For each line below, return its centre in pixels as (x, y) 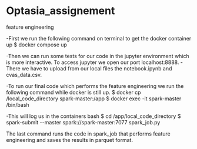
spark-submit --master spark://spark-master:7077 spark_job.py (83, 122)
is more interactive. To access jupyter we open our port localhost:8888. (93, 62)
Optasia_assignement (61, 11)
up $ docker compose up (37, 45)
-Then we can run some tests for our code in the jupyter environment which (98, 56)
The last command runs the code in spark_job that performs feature (88, 134)
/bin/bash (18, 104)
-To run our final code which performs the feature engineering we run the (95, 86)
